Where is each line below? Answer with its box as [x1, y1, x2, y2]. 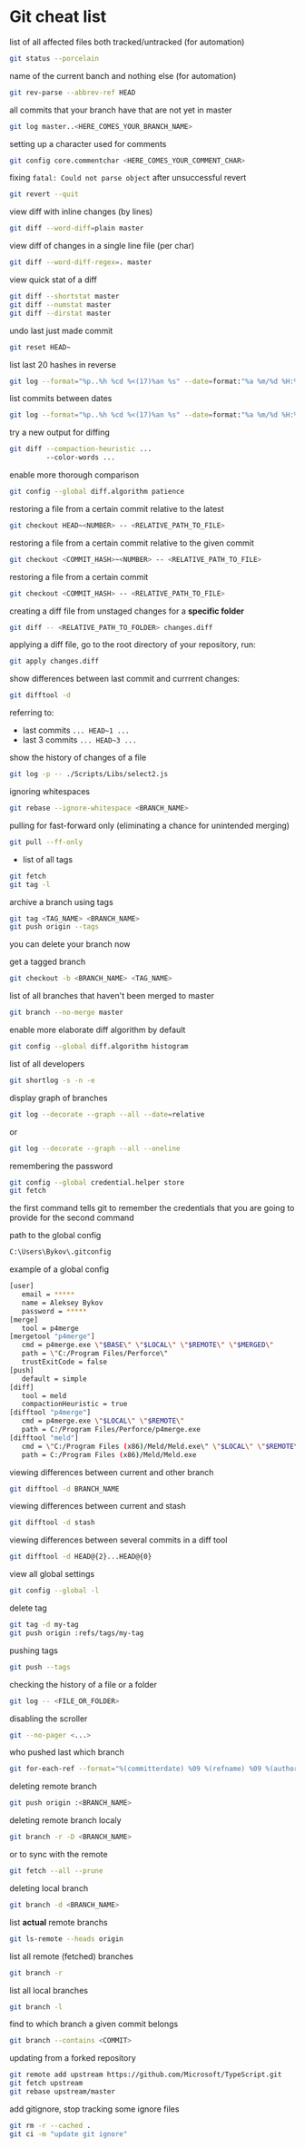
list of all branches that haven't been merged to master [9, 990, 215, 1001]
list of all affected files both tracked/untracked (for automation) [9, 36, 245, 47]
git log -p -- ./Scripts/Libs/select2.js [9, 770, 169, 779]
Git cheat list [9, 6, 107, 27]
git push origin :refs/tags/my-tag [9, 1628, 144, 1638]
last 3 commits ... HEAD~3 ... [22, 734, 137, 745]
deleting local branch [9, 1882, 89, 1894]
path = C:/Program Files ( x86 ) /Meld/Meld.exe [21, 1450, 197, 1459]
